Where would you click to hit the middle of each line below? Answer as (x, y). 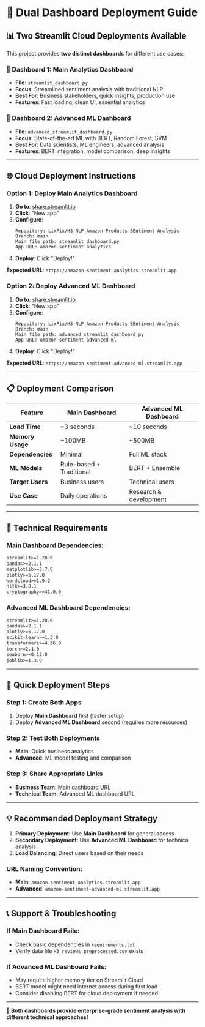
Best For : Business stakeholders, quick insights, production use (95, 96)
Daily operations (84, 496)
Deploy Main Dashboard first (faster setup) (70, 716)
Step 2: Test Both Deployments (53, 738)
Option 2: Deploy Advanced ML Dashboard (71, 286)
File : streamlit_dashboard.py (52, 83)
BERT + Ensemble (155, 468)
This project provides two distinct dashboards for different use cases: (95, 54)
